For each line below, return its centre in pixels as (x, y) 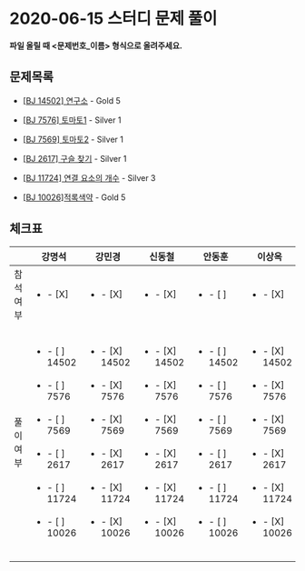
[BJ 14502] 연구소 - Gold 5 (71, 100)
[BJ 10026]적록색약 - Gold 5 (74, 197)
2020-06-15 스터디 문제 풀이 (113, 19)
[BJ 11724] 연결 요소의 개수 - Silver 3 (89, 177)
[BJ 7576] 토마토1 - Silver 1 (72, 120)
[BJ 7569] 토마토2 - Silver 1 (73, 139)
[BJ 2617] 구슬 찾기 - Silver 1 (74, 158)
